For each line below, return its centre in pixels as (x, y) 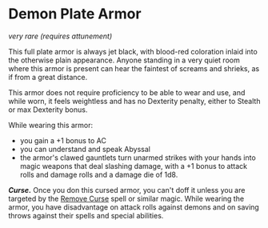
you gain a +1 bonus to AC (63, 140)
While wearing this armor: (51, 125)
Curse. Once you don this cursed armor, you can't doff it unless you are (127, 190)
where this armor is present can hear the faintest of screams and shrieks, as (134, 68)
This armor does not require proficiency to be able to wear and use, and (127, 92)
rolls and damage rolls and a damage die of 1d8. (99, 174)
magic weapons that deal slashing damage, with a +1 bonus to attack (134, 166)
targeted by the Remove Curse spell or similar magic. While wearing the (126, 198)
